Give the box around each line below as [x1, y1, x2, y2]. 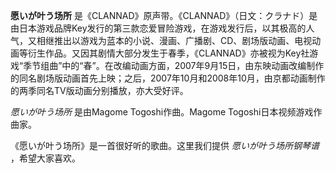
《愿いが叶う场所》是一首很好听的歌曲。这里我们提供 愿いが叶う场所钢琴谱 [10, 140, 320, 151]
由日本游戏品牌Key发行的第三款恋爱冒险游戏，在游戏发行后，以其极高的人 [10, 22, 315, 34]
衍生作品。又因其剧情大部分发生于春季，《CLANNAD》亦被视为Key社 [27, 47, 310, 59]
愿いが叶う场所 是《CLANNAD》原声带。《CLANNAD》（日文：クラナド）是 [10, 10, 318, 21]
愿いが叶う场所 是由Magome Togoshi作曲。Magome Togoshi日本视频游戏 [10, 106, 314, 118]
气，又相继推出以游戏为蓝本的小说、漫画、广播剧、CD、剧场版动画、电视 [10, 35, 313, 46]
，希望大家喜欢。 [10, 152, 81, 164]
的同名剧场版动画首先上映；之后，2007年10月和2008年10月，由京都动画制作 [10, 72, 326, 84]
